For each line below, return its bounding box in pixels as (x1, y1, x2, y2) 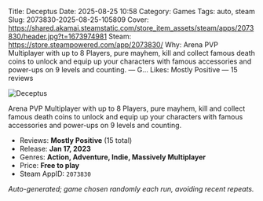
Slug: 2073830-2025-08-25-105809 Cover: (8, 15, 149, 24)
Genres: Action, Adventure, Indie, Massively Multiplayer (19, 152, 206, 162)
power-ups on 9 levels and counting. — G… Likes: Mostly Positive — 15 (8, 65, 238, 74)
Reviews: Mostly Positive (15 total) (19, 136, 133, 144)
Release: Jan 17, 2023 (19, 144, 92, 153)
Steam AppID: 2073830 (19, 169, 92, 178)
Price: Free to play (19, 161, 80, 170)
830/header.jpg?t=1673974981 (8, 31, 108, 41)
